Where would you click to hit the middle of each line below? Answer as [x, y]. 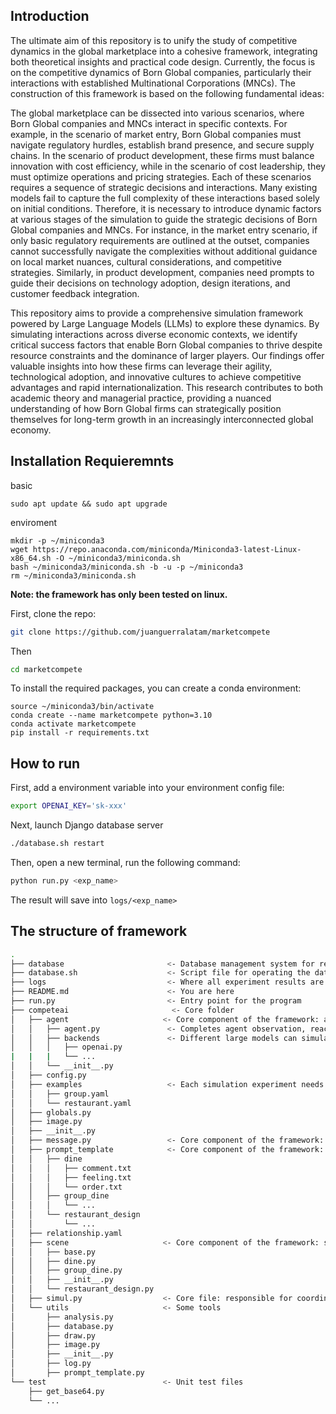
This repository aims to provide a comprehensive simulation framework [157, 313]
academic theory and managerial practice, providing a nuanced [141, 398]
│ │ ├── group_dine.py [66, 1270]
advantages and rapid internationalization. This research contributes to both [167, 387]
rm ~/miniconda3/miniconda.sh [73, 575]
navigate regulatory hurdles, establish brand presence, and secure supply [162, 145]
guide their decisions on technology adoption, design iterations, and [150, 283]
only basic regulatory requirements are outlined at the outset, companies [160, 240]
